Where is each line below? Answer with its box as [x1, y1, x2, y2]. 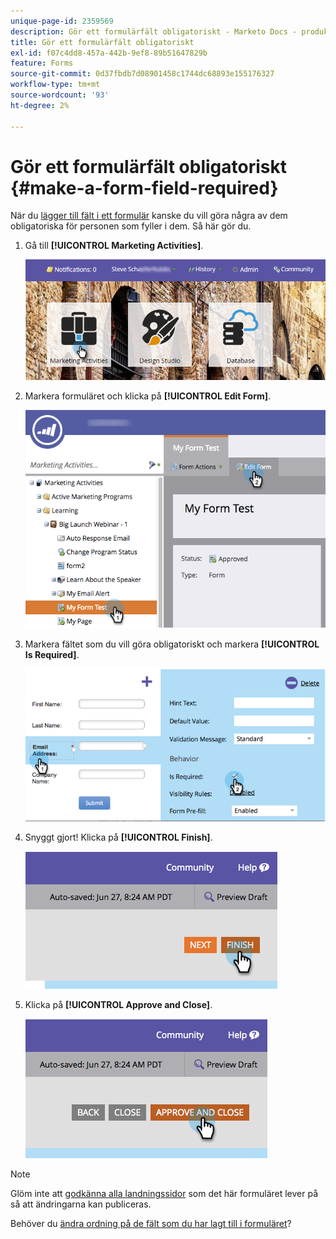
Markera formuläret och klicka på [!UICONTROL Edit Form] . [24, 390, 272, 402]
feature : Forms [10, 58, 74, 69]
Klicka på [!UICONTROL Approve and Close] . [24, 999, 213, 1011]
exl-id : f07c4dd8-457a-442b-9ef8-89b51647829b [10, 48, 208, 58]
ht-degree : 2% [10, 100, 70, 110]
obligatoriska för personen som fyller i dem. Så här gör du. [10, 220, 252, 232]
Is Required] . [24, 648, 80, 660]
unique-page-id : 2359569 [10, 16, 114, 26]
